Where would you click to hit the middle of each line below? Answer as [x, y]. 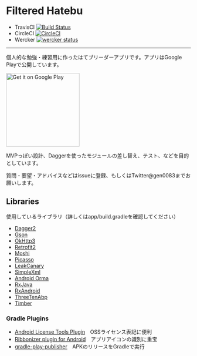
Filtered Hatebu [45, 11]
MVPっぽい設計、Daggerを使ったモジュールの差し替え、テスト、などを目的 [98, 155]
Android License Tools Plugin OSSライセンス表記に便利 [83, 332]
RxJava [23, 284]
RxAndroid [27, 290]
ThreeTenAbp [31, 297]
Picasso [24, 259]
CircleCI [24, 33]
